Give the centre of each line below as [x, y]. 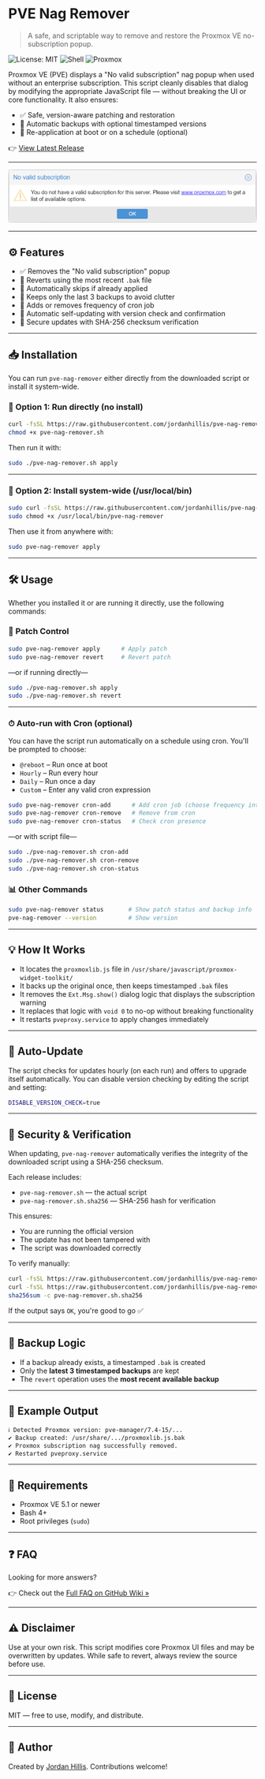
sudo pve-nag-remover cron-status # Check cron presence [107, 822]
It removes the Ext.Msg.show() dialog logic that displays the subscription [137, 994]
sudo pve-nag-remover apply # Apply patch [88, 649]
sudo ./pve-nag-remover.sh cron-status [74, 868]
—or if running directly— [48, 672]
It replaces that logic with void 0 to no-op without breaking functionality [136, 1011]
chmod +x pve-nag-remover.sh [56, 433]
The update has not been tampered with [85, 1240]
